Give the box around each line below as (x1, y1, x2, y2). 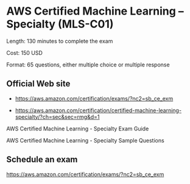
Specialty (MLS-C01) (6, 17, 114, 31)
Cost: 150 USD (6, 49, 43, 56)
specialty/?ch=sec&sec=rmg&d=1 (15, 113, 100, 120)
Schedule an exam (6, 154, 78, 165)
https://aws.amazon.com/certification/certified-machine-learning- (15, 107, 181, 114)
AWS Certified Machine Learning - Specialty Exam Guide (6, 125, 149, 132)
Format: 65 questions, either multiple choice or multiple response (6, 61, 170, 68)
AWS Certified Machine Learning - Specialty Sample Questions (6, 136, 164, 144)
